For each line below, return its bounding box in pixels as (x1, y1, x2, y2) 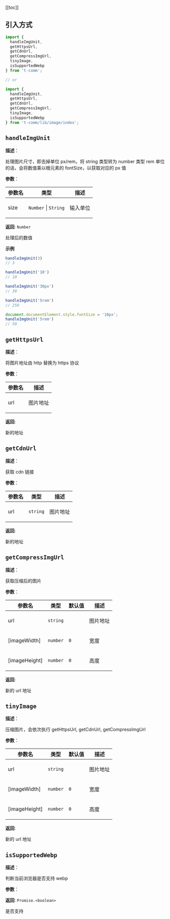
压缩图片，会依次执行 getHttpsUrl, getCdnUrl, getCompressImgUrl (5, 727, 146, 733)
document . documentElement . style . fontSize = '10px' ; (5, 312, 118, 317)
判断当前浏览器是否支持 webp (5, 875, 68, 881)
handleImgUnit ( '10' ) (5, 270, 50, 275)
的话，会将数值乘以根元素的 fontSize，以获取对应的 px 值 (5, 165, 126, 171)
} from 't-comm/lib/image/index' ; (5, 120, 80, 125)
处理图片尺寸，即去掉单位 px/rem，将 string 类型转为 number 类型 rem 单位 (5, 158, 165, 164)
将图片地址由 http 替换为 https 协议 (5, 360, 80, 366)
